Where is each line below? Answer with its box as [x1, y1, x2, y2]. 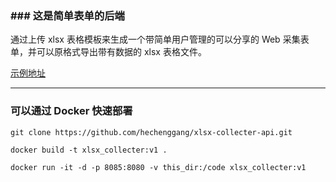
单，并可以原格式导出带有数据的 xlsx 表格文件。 [10, 46, 207, 58]
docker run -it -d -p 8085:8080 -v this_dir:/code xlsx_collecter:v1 [10, 162, 307, 172]
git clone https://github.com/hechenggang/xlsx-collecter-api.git [10, 127, 293, 137]
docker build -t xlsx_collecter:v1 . [10, 145, 168, 155]
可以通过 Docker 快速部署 [10, 104, 133, 118]
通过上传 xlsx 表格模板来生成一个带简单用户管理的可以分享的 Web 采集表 [10, 33, 310, 46]
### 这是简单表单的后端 [10, 8, 125, 22]
